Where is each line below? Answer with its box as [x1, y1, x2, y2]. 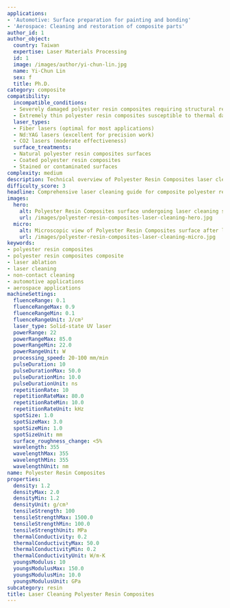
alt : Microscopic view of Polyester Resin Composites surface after [19, 227, 219, 234]
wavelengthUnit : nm [13, 463, 69, 470]
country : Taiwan [13, 42, 60, 49]
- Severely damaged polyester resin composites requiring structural [13, 106, 216, 113]
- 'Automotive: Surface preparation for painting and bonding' [7, 16, 192, 23]
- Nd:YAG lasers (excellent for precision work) [13, 131, 155, 138]
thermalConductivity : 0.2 [13, 533, 88, 540]
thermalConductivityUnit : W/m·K [13, 552, 106, 559]
